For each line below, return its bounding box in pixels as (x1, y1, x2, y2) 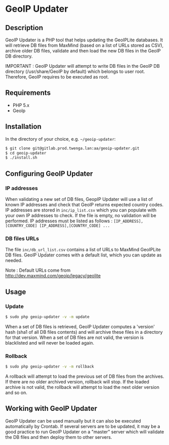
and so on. (5, 389, 28, 396)
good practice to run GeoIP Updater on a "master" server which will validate (5, 429, 164, 435)
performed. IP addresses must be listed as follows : (5, 218, 113, 224)
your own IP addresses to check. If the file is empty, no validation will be (5, 212, 156, 218)
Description (5, 23, 43, 32)
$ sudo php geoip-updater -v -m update (5, 314, 90, 319)
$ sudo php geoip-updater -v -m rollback (5, 364, 94, 370)
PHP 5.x (12, 102, 29, 108)
